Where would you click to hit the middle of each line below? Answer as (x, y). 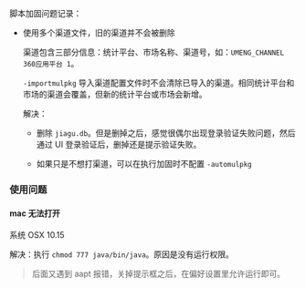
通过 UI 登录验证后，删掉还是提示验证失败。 (119, 144)
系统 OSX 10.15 (37, 235)
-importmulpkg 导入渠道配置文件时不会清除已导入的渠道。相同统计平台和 (158, 83)
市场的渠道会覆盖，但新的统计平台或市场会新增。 (115, 94)
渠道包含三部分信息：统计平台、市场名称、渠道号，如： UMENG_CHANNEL (153, 52)
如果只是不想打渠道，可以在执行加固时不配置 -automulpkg (144, 164)
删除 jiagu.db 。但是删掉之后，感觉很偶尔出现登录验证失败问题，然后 (166, 133)
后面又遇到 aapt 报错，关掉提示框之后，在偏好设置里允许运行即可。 (158, 274)
